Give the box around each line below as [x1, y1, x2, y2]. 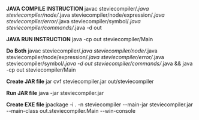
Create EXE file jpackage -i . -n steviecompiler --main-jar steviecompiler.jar [6, 101, 194, 108]
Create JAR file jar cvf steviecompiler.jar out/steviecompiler [6, 78, 154, 85]
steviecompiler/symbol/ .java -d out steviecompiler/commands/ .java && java [6, 60, 193, 67]
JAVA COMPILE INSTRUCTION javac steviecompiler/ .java [6, 5, 149, 12]
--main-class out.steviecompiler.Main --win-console [6, 107, 136, 114]
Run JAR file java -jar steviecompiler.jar [6, 90, 104, 96]
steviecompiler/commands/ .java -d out [6, 24, 102, 31]
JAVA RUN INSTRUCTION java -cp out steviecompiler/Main [6, 36, 153, 42]
